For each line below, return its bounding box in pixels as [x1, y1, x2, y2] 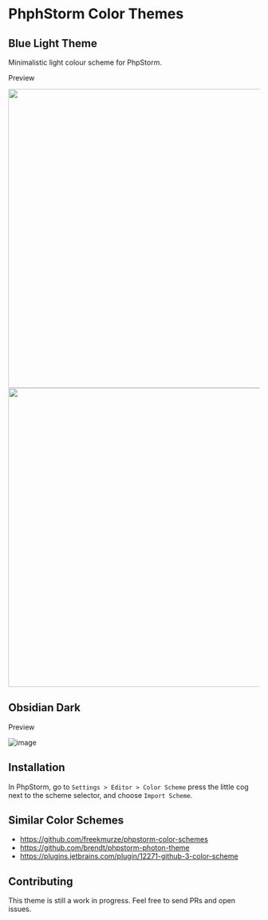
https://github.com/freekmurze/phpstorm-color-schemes [19, 835, 209, 844]
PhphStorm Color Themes [8, 5, 184, 23]
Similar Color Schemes [8, 814, 124, 828]
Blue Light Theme [8, 37, 97, 50]
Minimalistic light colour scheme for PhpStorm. [8, 57, 162, 67]
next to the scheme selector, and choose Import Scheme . [8, 790, 193, 800]
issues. [8, 904, 32, 914]
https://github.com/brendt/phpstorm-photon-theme [19, 843, 190, 853]
